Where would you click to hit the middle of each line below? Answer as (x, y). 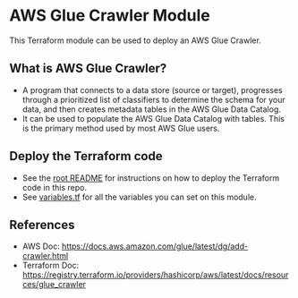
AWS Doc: (41, 246)
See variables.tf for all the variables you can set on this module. (139, 197)
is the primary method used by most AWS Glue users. (121, 128)
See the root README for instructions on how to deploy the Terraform (151, 178)
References (42, 225)
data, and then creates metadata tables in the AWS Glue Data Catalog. (152, 109)
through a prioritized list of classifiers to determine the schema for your (154, 99)
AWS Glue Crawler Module (110, 16)
